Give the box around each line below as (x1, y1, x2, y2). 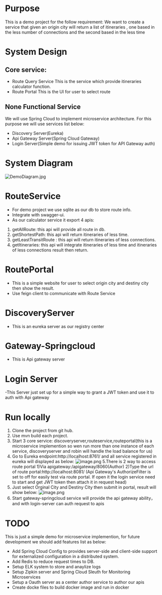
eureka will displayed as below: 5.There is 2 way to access (12, 459, 156, 464)
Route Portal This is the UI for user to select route (12, 88, 111, 95)
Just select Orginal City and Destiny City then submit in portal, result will (12, 484, 156, 490)
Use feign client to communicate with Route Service (12, 290, 116, 296)
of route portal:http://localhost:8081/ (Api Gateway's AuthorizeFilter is (12, 469, 151, 475)
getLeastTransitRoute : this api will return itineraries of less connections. (12, 236, 156, 243)
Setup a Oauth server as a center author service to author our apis (12, 579, 145, 585)
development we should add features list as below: (5, 539, 106, 545)
